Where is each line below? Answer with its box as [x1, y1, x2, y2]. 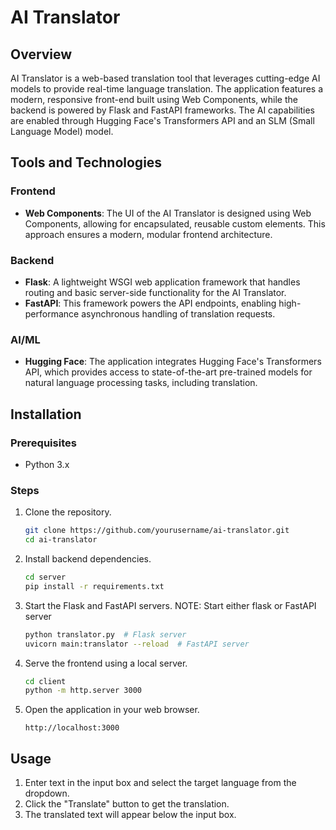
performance [24, 307, 80, 320]
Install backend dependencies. [24, 553, 152, 565]
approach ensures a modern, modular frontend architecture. [24, 228, 273, 240]
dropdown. [24, 787, 70, 800]
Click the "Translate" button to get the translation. [24, 798, 230, 810]
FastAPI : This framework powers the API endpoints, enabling [24, 297, 277, 309]
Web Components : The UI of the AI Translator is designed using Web [24, 207, 312, 219]
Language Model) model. [10, 126, 114, 137]
